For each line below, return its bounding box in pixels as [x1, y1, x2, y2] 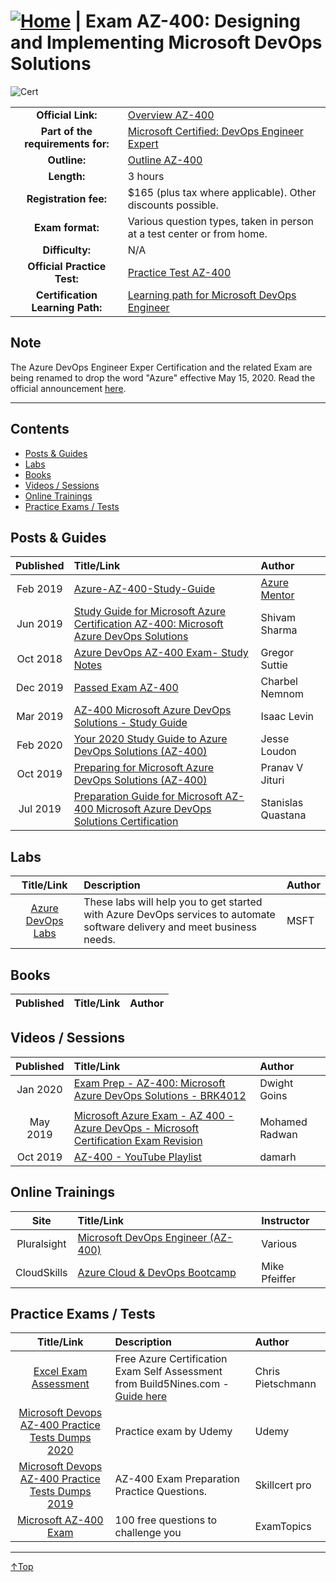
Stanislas [260, 796, 304, 810]
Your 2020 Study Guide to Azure [73, 732, 228, 746]
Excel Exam [33, 1365, 88, 1379]
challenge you [114, 1526, 182, 1540]
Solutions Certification [73, 815, 179, 829]
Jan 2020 [16, 1082, 63, 1096]
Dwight [259, 1076, 294, 1090]
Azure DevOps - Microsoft [73, 1121, 199, 1135]
